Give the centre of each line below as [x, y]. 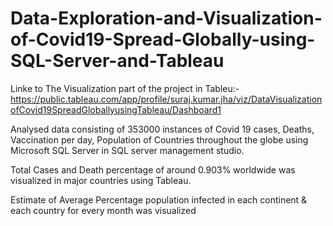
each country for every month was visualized [103, 210]
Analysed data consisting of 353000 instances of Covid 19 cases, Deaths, [162, 129]
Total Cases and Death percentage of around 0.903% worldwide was [153, 169]
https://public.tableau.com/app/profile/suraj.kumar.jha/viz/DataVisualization [166, 99]
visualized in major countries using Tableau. [101, 180]
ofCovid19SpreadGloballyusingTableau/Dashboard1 [116, 109]
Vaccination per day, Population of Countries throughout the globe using [159, 139]
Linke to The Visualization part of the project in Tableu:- [125, 88]
